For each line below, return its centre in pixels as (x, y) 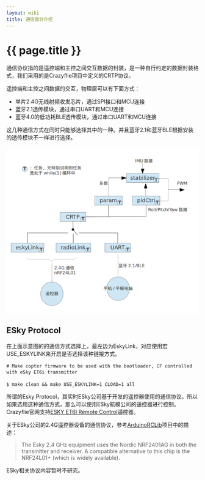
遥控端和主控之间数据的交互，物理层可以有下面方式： (73, 89)
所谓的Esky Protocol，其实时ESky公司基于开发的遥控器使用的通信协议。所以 (102, 396)
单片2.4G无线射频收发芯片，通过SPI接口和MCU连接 (80, 102)
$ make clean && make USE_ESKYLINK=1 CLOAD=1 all (71, 384)
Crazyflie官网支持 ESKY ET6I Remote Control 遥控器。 (73, 412)
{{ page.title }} (44, 50)
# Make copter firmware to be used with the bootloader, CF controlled (99, 366)
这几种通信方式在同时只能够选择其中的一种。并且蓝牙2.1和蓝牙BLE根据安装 (100, 130)
